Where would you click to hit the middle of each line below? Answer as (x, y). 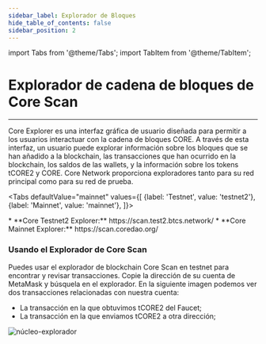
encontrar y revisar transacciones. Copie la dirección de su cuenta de (122, 275)
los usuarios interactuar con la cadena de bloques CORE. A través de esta (129, 140)
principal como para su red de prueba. (71, 182)
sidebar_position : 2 (42, 30)
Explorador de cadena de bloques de (131, 85)
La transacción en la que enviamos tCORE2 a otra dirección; (118, 316)
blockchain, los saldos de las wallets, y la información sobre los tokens (123, 165)
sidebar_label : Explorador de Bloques (72, 15)
